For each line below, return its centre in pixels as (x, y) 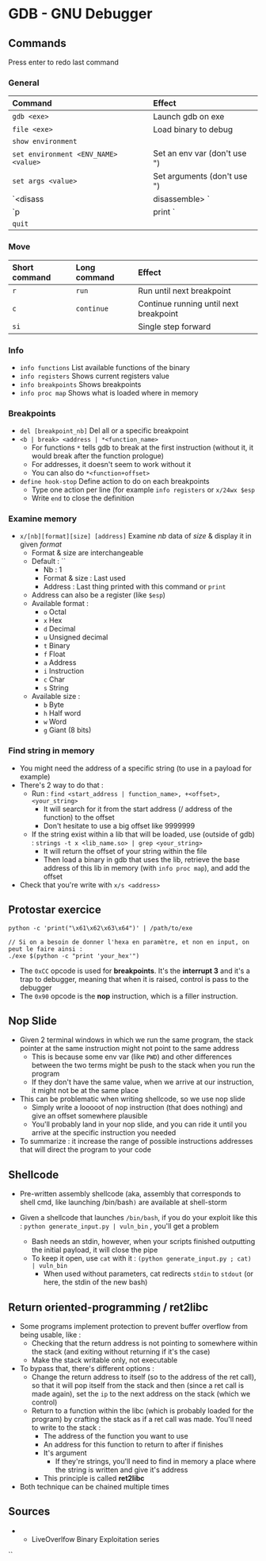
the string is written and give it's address (122, 1470)
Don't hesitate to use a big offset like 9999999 (119, 825)
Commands (38, 43)
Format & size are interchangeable (87, 553)
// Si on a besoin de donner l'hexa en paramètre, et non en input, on (129, 942)
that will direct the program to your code (85, 1149)
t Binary (57, 646)
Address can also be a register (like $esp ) (99, 595)
